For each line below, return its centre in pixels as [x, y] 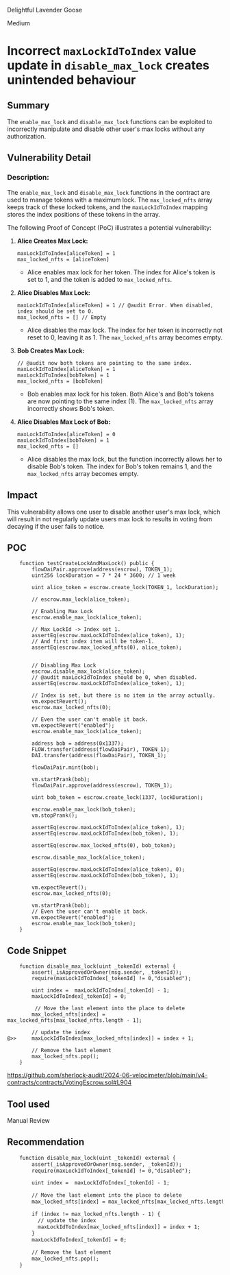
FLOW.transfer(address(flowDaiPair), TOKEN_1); [101, 750]
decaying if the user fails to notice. [56, 526]
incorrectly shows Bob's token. [71, 408]
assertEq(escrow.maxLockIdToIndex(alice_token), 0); [108, 870]
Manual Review [28, 1120]
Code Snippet [37, 950]
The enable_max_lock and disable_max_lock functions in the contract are [109, 192]
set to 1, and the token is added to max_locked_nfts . [100, 279]
